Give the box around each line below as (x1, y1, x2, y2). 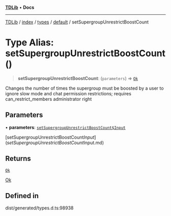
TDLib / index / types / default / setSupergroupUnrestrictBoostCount (5, 19, 149, 25)
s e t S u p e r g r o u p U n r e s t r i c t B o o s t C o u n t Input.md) (7, 140, 104, 146)
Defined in (5, 191, 39, 200)
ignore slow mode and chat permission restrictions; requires (5, 90, 131, 96)
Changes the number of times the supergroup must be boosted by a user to (5, 85, 164, 91)
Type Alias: (5, 37, 54, 48)
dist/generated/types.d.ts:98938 (5, 205, 74, 211)
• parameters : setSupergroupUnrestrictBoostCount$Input (5, 124, 126, 130)
